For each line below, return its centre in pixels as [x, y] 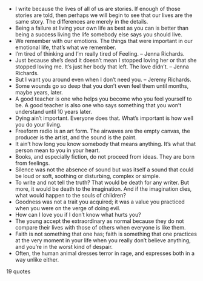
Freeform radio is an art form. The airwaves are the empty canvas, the [102, 131]
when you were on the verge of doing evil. [68, 208]
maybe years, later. [39, 92]
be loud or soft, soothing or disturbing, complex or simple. [88, 176]
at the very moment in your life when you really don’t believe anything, [103, 240]
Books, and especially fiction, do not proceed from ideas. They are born [105, 157]
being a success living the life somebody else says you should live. [99, 35]
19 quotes [18, 271]
